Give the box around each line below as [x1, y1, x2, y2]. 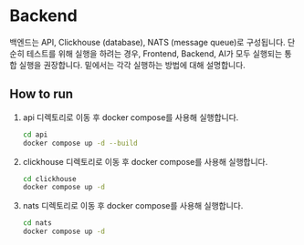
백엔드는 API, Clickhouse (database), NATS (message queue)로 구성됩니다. [9, 36, 286, 47]
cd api [22, 129, 48, 139]
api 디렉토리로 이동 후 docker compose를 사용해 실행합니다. [22, 111, 239, 123]
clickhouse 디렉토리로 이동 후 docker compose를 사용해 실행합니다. [22, 156, 268, 167]
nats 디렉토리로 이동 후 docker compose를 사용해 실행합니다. [22, 200, 244, 211]
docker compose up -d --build [22, 138, 139, 148]
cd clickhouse [22, 174, 77, 183]
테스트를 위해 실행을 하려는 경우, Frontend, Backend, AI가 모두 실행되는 [26, 47, 283, 59]
